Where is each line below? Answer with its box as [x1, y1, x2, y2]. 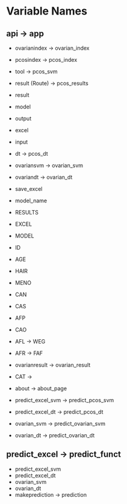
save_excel [14, 185, 43, 192]
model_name [14, 197, 47, 204]
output [14, 115, 32, 122]
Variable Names [6, 4, 87, 18]
